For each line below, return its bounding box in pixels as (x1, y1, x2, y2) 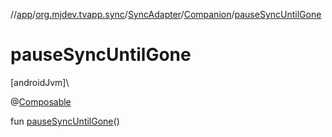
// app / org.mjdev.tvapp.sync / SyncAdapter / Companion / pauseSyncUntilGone (10, 9, 322, 20)
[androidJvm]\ (10, 76, 70, 88)
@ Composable (10, 95, 72, 108)
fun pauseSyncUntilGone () (10, 115, 120, 127)
